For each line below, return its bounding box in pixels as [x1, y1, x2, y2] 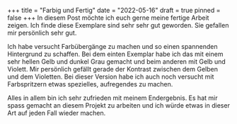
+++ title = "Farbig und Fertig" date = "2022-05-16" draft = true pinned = [7, 6, 221, 14]
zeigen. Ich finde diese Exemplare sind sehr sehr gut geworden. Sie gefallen [7, 21, 229, 29]
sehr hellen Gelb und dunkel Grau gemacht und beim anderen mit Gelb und [7, 57, 226, 66]
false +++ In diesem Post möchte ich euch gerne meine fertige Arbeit [7, 13, 209, 22]
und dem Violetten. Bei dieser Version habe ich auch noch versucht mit [7, 72, 214, 81]
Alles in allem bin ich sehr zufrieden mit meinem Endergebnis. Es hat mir [7, 94, 218, 102]
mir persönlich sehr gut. [7, 28, 77, 37]
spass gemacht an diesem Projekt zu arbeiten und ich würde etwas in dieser [7, 101, 230, 109]
